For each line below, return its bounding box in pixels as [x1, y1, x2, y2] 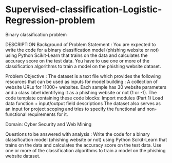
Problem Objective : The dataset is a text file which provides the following [5, 73, 161, 79]
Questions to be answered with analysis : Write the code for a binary [5, 131, 150, 137]
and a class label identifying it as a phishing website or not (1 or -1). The [5, 89, 157, 95]
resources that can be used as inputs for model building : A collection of [5, 78, 158, 85]
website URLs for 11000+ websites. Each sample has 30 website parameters [5, 84, 167, 90]
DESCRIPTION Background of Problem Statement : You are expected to [5, 41, 156, 47]
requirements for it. [27, 111, 68, 117]
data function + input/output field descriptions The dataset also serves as [5, 100, 161, 106]
